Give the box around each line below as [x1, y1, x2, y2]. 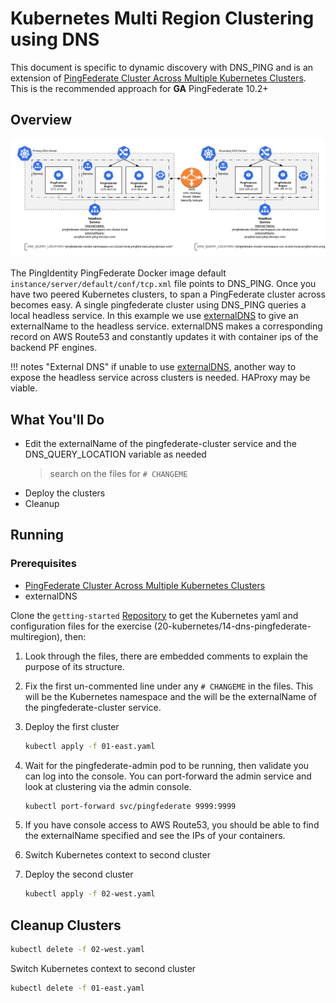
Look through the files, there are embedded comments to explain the [24, 650, 308, 662]
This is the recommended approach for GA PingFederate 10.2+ [10, 82, 269, 94]
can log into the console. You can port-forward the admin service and [24, 770, 312, 782]
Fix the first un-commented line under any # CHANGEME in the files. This [24, 680, 314, 692]
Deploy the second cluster [24, 868, 134, 881]
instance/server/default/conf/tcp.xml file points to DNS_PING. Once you [10, 278, 317, 290]
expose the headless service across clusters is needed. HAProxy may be [10, 372, 311, 384]
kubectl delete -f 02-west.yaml [10, 945, 145, 955]
